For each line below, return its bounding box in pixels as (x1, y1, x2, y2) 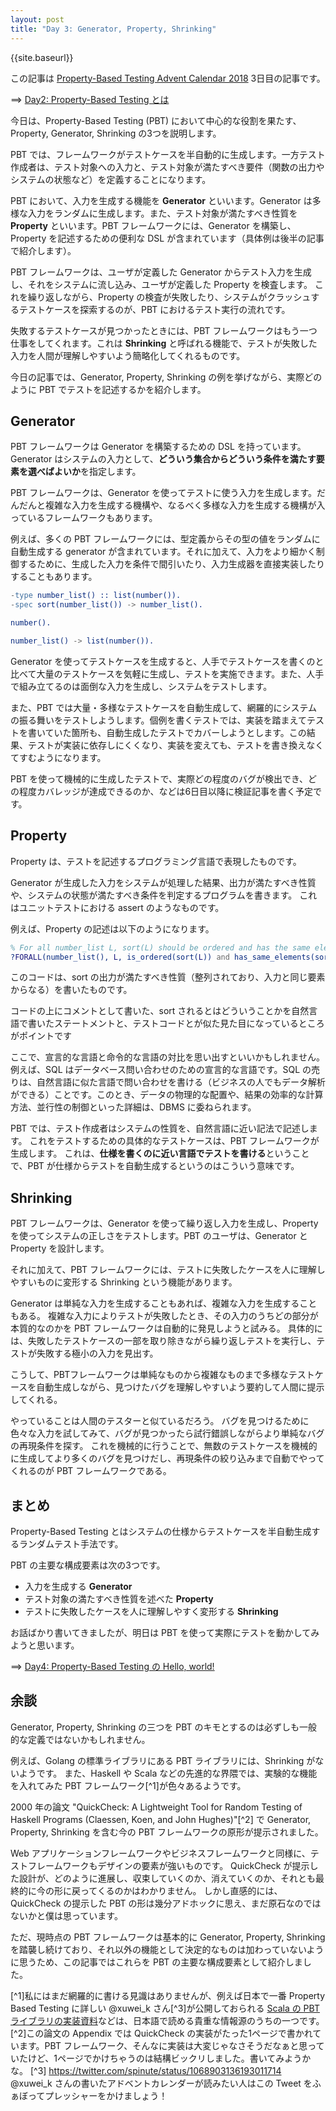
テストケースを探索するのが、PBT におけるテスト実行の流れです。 (18, 303, 291, 315)
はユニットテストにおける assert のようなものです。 (10, 901, 225, 913)
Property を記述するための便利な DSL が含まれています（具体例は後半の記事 (10, 232, 325, 244)
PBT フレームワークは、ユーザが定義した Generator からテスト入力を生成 (10, 266, 312, 278)
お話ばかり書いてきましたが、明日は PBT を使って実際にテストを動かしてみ (10, 1627, 320, 1638)
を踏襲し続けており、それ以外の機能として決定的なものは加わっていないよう (10, 1943, 325, 1955)
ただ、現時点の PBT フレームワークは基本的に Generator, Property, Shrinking (10, 1931, 326, 1943)
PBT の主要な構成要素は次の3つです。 (10, 1559, 166, 1571)
